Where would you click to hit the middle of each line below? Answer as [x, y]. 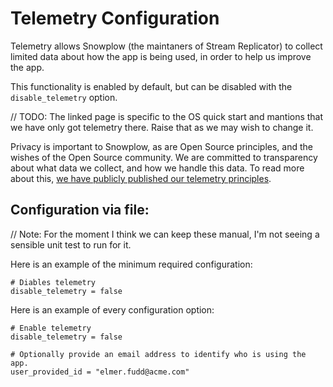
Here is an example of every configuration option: [112, 309]
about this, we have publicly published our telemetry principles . [141, 178]
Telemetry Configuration [115, 18]
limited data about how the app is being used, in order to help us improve [161, 56]
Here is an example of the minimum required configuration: [131, 264]
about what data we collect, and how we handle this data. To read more [157, 168]
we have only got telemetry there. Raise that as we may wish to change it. [162, 127]
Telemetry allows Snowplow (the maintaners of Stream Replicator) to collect [166, 46]
